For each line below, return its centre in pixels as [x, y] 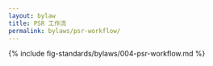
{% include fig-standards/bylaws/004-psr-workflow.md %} [107, 54]
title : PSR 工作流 [38, 23]
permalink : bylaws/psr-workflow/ [65, 31]
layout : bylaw [32, 16]
